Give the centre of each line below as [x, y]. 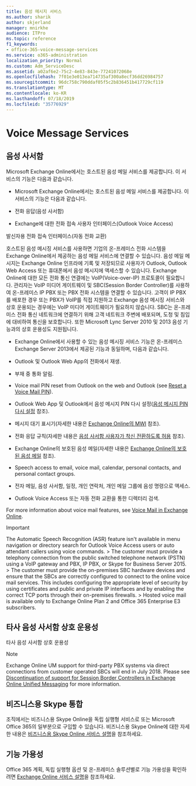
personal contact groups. [45, 474]
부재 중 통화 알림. [34, 373]
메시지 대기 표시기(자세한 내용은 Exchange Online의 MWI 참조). [87, 423]
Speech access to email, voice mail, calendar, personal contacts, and [98, 467]
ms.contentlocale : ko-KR [36, 93]
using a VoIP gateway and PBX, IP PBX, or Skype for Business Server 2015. [97, 564]
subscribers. [21, 607]
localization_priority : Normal [44, 60]
